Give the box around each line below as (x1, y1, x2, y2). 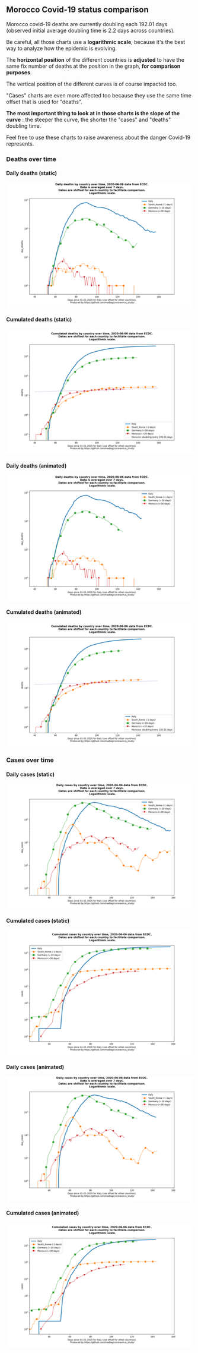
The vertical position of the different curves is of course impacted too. (6, 80, 178, 87)
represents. (6, 140, 34, 147)
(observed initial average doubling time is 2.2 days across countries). (6, 27, 175, 34)
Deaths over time (6, 154, 57, 163)
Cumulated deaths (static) (6, 316, 72, 323)
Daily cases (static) (6, 771, 55, 778)
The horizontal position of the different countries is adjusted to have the (6, 56, 185, 63)
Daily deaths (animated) (6, 462, 67, 469)
